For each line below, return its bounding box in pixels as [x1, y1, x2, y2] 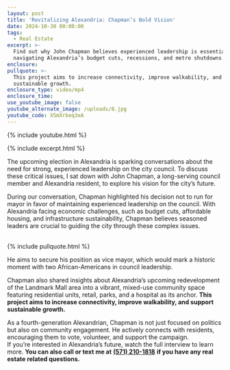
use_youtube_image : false [7, 99, 81, 106]
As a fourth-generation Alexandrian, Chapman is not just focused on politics [7, 318, 222, 326]
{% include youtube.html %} [7, 131, 87, 139]
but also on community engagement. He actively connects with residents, [7, 325, 215, 334]
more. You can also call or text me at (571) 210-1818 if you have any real [7, 347, 214, 356]
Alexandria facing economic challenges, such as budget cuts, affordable [7, 207, 212, 215]
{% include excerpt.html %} [7, 144, 86, 152]
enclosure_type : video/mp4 [7, 86, 84, 93]
